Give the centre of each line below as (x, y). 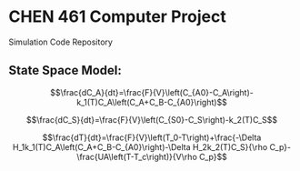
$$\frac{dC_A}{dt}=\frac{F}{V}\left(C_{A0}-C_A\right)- (152, 92)
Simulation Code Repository (60, 42)
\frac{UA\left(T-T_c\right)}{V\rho (136, 156)
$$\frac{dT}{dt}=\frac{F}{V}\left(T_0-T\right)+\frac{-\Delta (152, 137)
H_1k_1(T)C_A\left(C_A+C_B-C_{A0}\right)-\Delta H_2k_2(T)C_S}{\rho (140, 146)
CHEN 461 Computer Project (117, 17)
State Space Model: (65, 70)
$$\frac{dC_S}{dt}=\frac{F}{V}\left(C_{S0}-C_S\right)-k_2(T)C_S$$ (152, 119)
